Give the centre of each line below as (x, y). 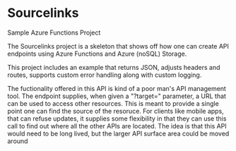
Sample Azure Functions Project (54, 32)
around (18, 141)
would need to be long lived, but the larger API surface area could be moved (118, 133)
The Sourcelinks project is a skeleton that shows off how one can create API (118, 46)
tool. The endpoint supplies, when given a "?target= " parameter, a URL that (117, 96)
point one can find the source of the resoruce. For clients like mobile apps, (116, 111)
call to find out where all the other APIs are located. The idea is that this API (117, 126)
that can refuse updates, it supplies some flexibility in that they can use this (117, 119)
